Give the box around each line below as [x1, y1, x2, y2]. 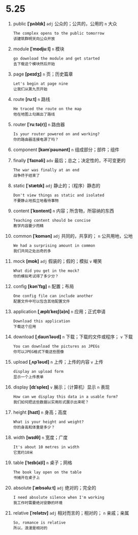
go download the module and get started [13, 56, 100, 61]
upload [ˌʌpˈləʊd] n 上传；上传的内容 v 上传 [13, 359, 103, 365]
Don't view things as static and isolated [13, 192, 105, 198]
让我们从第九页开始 [13, 86, 48, 92]
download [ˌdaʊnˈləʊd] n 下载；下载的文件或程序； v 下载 [13, 334, 133, 340]
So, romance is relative [13, 520, 66, 525]
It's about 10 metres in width [13, 444, 80, 449]
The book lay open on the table [13, 470, 82, 475]
